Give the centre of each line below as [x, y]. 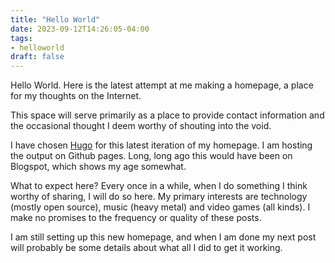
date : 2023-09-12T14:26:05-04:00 [80, 29]
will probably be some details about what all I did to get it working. [146, 248]
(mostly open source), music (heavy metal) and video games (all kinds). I [160, 207]
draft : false [37, 57]
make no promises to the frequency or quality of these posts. [136, 218]
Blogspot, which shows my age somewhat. [98, 167]
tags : [21, 38]
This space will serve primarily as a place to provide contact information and [167, 115]
